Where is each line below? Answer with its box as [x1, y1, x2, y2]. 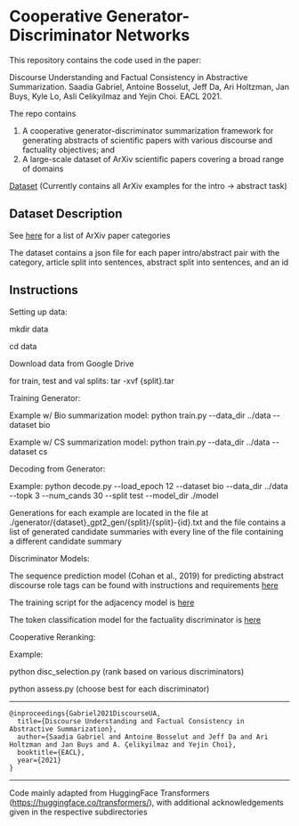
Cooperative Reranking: [9, 631, 96, 642]
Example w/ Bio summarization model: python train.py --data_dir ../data [9, 410, 271, 421]
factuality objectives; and [21, 144, 116, 155]
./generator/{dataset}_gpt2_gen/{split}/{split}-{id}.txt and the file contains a [9, 517, 287, 527]
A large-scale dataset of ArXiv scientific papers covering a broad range [21, 153, 285, 164]
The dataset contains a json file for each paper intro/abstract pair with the [9, 247, 280, 258]
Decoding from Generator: [9, 463, 106, 474]
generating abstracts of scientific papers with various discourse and [21, 135, 273, 145]
